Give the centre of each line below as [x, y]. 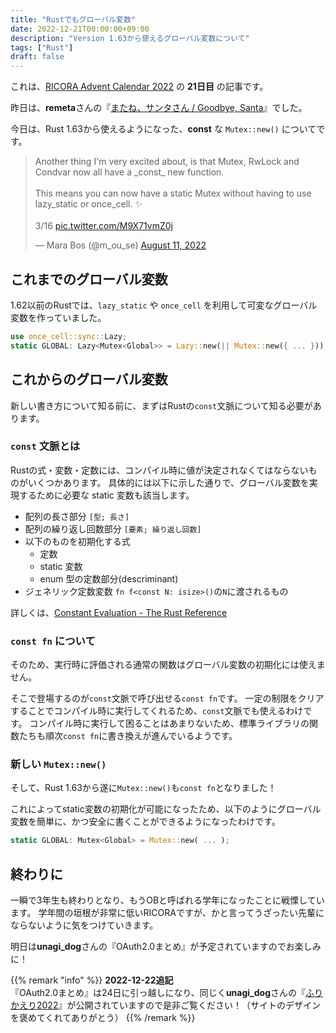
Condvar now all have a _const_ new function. [129, 172]
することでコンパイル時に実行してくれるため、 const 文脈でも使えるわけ [157, 711]
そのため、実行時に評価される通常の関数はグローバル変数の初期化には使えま [168, 665]
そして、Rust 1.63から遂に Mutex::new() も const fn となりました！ [143, 788]
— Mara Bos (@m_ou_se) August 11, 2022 [120, 245]
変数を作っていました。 [58, 317]
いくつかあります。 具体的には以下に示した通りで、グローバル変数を [168, 482]
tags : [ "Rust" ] [42, 47]
